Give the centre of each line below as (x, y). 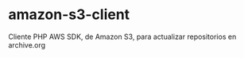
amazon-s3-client (69, 15)
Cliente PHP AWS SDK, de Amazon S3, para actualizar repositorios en (122, 37)
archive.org (27, 44)
